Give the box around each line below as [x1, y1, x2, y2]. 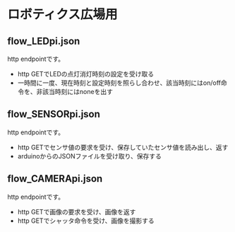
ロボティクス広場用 [7, 6, 118, 23]
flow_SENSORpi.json [7, 108, 101, 120]
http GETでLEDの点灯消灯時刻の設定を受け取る [17, 70, 155, 78]
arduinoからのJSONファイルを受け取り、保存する [17, 151, 162, 160]
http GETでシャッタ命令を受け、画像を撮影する [17, 216, 155, 225]
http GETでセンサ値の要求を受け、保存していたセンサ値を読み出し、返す [17, 143, 229, 151]
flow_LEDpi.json [7, 35, 80, 47]
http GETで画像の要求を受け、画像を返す [17, 207, 136, 216]
